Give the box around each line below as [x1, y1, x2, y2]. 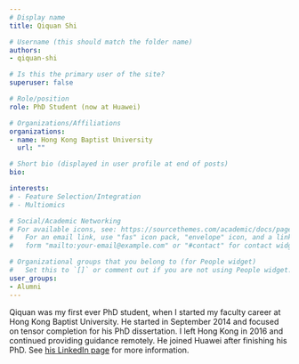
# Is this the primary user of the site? [9, 70, 166, 79]
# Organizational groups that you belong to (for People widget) [9, 257, 256, 267]
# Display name [9, 12, 66, 22]
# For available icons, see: [9, 224, 117, 234]
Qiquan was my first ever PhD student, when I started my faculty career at [9, 306, 281, 317]
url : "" [17, 143, 46, 152]
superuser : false [9, 78, 74, 87]
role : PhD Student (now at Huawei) [9, 102, 141, 111]
